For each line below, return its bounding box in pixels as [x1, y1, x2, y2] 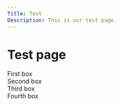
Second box [7, 77, 42, 86]
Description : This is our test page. [7, 17, 117, 24]
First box [7, 70, 33, 78]
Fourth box [7, 92, 38, 100]
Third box [7, 84, 35, 93]
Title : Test [7, 10, 42, 17]
